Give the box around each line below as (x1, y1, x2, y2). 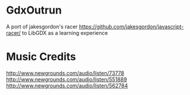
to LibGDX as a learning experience (22, 29, 108, 36)
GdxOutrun (6, 4, 62, 17)
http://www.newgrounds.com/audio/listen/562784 (6, 82, 128, 89)
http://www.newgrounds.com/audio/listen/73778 (6, 69, 125, 77)
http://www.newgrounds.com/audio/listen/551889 (6, 76, 127, 83)
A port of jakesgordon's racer (6, 23, 78, 30)
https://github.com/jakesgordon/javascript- (78, 23, 184, 30)
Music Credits (6, 50, 76, 64)
